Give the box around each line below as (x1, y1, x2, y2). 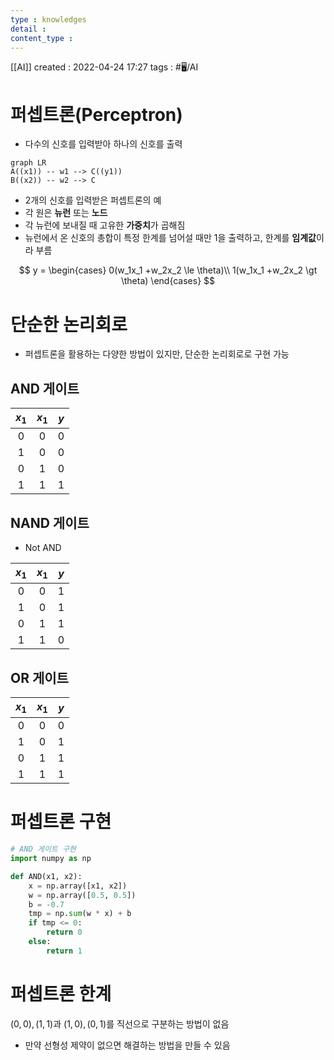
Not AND (24, 542, 62, 554)
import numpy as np (10, 854, 92, 864)
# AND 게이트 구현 (10, 844, 77, 855)
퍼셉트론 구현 (10, 811, 112, 833)
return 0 (46, 927, 83, 938)
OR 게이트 (10, 669, 69, 686)
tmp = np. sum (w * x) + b (28, 909, 132, 919)
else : (28, 937, 52, 947)
